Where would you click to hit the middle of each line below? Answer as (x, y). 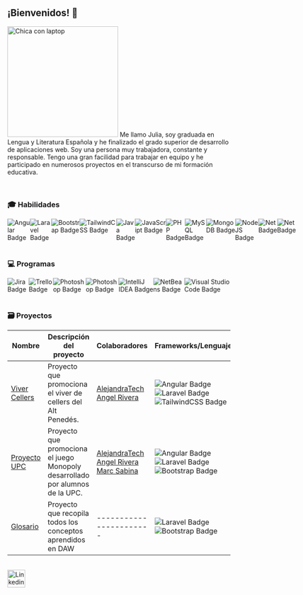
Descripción (69, 337)
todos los (63, 522)
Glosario (25, 526)
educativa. (23, 172)
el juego (61, 457)
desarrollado (69, 475)
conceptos (65, 531)
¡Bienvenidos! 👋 (43, 13)
